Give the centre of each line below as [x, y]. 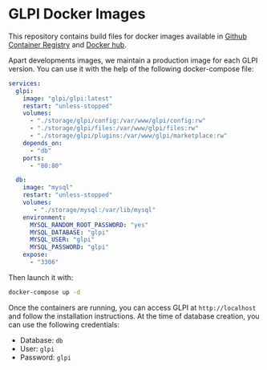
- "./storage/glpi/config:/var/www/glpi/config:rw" [117, 121]
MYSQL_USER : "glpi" [62, 240]
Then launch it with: [41, 277]
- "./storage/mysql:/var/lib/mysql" [95, 209]
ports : [34, 158]
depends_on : [42, 143]
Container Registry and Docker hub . [67, 44]
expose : [35, 255]
